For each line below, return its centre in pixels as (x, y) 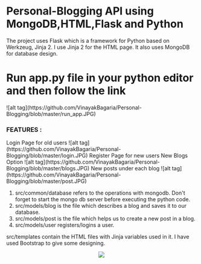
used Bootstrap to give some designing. (56, 243)
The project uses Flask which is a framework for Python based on (88, 40)
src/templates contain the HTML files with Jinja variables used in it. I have (98, 237)
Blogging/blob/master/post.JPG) (46, 181)
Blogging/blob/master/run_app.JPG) (51, 114)
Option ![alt (20, 162)
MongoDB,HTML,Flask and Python (95, 24)
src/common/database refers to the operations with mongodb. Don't (100, 193)
